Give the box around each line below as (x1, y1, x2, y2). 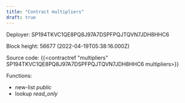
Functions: (6, 72, 32, 79)
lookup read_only (14, 90, 58, 97)
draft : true (6, 14, 36, 20)
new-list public (14, 83, 52, 90)
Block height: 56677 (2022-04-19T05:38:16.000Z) (6, 43, 130, 50)
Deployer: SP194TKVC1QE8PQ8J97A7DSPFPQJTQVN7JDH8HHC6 (6, 31, 169, 38)
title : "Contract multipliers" (6, 8, 84, 15)
